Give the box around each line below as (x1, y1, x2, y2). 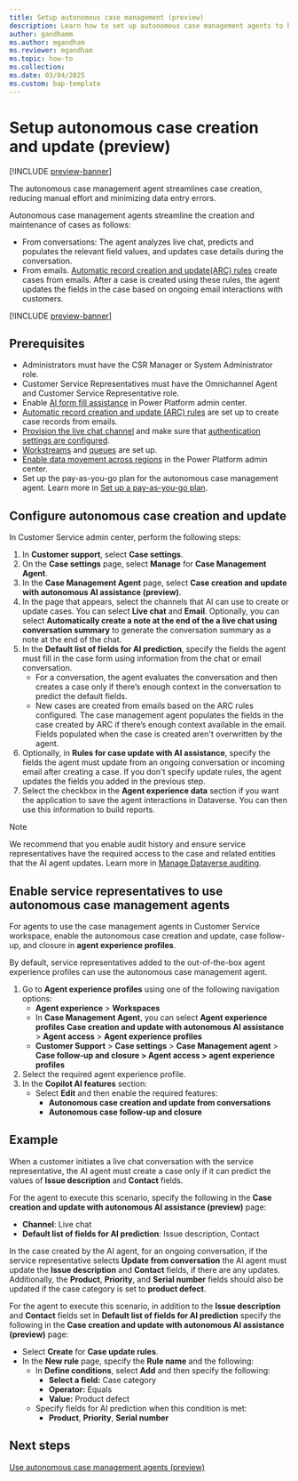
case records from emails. (21, 416, 118, 427)
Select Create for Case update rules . (21, 1346, 159, 1356)
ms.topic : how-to (9, 54, 74, 63)
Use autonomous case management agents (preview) (9, 1461, 206, 1472)
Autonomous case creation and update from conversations (48, 1098, 271, 1107)
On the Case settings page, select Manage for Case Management (21, 559, 267, 569)
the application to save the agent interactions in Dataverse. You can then (21, 795, 288, 806)
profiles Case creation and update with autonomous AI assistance (35, 1022, 285, 1032)
